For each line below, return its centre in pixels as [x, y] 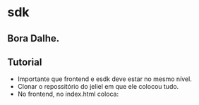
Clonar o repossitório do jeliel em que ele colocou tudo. [98, 87]
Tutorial [25, 62]
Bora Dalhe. [34, 38]
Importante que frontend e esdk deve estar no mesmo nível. [104, 79]
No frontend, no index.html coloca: [68, 94]
